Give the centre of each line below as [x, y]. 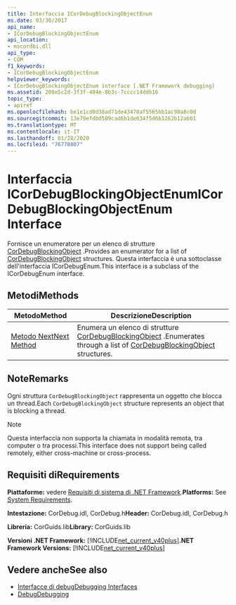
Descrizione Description [151, 315]
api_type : [22, 53]
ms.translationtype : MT [42, 125]
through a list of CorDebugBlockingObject [146, 345]
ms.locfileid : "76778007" [45, 145]
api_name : [22, 27]
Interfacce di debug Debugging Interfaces [77, 587]
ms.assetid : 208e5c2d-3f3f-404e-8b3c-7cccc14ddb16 [83, 92]
